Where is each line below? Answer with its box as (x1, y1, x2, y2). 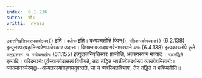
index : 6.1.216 (6, 9, 47, 15)
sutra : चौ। (6, 15, 35, 21)
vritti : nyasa (6, 20, 45, 26)
